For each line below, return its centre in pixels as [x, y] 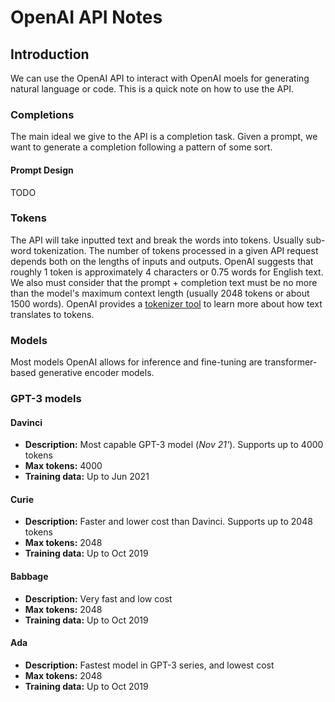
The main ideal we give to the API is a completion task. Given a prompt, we [164, 137]
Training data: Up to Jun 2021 [87, 477]
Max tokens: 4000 [63, 466]
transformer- [291, 362]
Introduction [50, 54]
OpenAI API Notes [86, 17]
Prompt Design [42, 170]
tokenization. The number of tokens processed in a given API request [176, 250]
